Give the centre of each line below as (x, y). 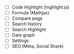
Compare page (27, 18)
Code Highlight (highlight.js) (40, 7)
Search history (27, 24)
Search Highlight (29, 30)
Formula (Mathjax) (31, 13)
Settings (20, 41)
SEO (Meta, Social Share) (38, 46)
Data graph (23, 35)
